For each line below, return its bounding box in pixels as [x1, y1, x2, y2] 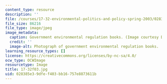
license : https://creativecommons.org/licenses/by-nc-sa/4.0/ [5, 53, 137, 58]
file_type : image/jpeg [5, 26, 52, 31]
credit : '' [9, 40, 32, 44]
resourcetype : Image [5, 62, 48, 67]
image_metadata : [5, 30, 39, 35]
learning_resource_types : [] [5, 48, 66, 53]
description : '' [5, 12, 39, 17]
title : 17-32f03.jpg [5, 67, 48, 72]
